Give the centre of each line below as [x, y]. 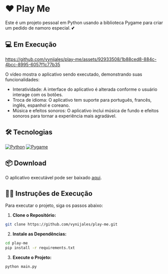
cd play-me [17, 243]
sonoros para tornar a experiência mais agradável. [64, 116]
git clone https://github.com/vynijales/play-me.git [61, 224]
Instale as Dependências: [39, 234]
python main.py [21, 266]
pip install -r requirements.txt [40, 248]
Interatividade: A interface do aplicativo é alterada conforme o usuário [85, 89]
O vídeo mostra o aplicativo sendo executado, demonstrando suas [74, 74]
